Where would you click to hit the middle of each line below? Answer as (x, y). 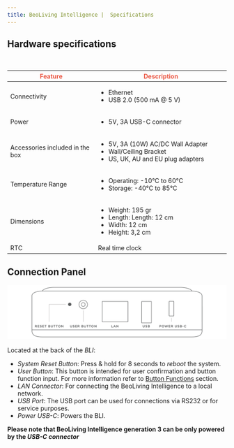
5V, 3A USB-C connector (145, 122)
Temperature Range (39, 185)
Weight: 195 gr (130, 210)
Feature (51, 76)
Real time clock (120, 248)
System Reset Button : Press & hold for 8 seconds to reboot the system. (119, 363)
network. (30, 393)
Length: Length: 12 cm (141, 217)
